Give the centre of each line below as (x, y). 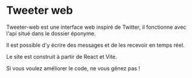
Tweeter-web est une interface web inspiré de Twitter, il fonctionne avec (96, 27)
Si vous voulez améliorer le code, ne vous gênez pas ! (73, 68)
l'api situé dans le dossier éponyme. (51, 33)
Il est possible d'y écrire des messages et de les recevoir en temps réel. (96, 45)
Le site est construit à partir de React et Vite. (62, 56)
